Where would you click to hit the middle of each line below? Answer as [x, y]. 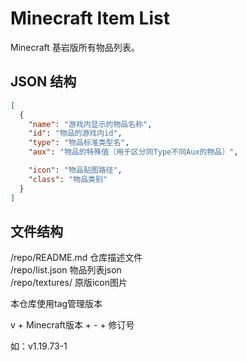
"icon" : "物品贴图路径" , [75, 170]
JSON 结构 [43, 82]
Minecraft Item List [90, 18]
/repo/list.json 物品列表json [66, 270]
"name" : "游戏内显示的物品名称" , [90, 124]
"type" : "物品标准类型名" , [79, 143]
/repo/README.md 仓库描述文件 [76, 258]
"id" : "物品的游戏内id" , [75, 133]
